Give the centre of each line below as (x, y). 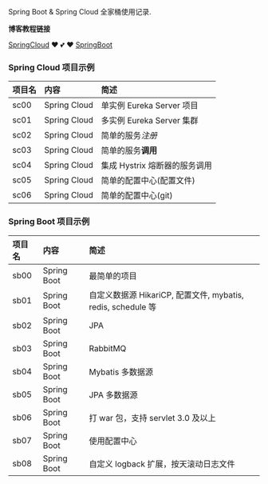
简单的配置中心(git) (137, 196)
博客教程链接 (29, 29)
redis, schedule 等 (123, 306)
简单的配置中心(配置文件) (148, 181)
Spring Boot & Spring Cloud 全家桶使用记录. (80, 12)
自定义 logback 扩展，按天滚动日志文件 (162, 464)
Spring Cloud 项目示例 (51, 67)
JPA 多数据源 (113, 394)
